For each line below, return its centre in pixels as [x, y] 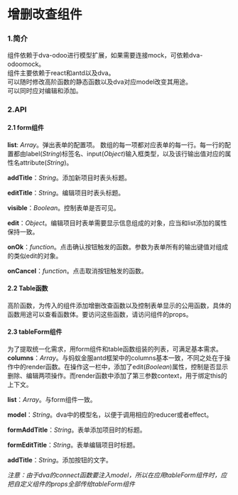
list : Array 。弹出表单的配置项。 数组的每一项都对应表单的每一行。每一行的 [116, 145]
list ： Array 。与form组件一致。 [52, 400]
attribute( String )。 [46, 162]
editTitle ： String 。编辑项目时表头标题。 [66, 192]
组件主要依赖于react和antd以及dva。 [61, 73]
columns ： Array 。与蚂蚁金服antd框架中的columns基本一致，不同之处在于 [116, 358]
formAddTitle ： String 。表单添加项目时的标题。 [77, 430]
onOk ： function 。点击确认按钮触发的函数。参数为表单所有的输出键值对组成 [118, 246]
